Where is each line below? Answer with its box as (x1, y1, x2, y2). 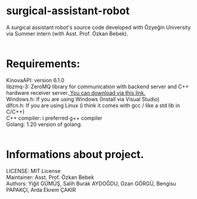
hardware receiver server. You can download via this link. (6, 89, 146, 96)
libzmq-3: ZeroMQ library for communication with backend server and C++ (6, 83, 189, 90)
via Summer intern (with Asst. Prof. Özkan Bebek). (6, 30, 128, 37)
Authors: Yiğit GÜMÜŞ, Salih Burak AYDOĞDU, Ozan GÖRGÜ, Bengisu (6, 179, 176, 187)
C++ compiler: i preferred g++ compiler (6, 114, 102, 121)
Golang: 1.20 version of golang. (6, 120, 83, 128)
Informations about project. (6, 148, 144, 161)
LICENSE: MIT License (6, 167, 61, 174)
